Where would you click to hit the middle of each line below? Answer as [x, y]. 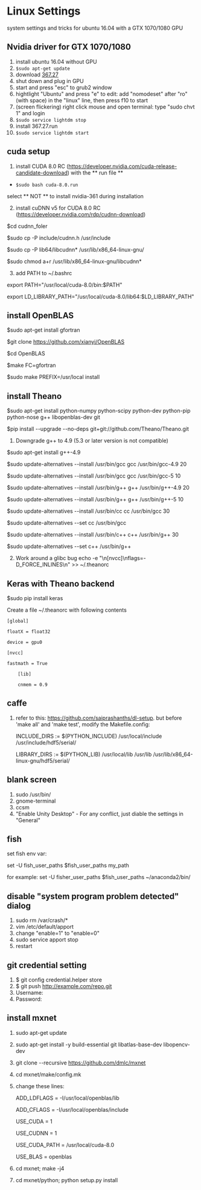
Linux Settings [44, 11]
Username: [29, 993]
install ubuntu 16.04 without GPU [56, 61]
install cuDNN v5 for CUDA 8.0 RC [58, 208]
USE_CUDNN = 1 [36, 1133]
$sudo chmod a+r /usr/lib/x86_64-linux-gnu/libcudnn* [75, 261]
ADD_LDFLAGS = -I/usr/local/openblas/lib [67, 1098]
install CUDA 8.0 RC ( [42, 166]
